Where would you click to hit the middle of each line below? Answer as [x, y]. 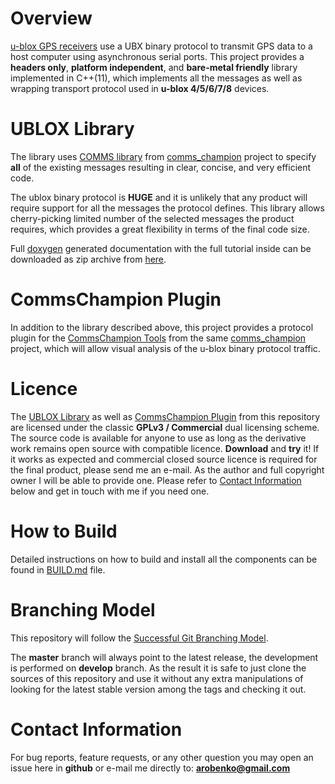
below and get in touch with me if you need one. [110, 491]
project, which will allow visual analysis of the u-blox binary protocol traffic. [165, 348]
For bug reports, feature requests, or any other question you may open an [162, 757]
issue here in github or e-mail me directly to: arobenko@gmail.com [150, 768]
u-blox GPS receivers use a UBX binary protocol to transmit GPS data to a [161, 46]
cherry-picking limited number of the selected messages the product [152, 218]
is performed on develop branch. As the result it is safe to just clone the [158, 668]
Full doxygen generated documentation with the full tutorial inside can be [161, 248]
